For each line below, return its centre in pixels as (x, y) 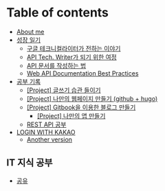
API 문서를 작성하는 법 (56, 65)
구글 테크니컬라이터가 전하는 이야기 (74, 48)
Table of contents (58, 13)
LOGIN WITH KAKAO (46, 132)
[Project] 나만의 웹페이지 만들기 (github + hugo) (92, 98)
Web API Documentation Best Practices (82, 73)
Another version (49, 139)
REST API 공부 (46, 124)
